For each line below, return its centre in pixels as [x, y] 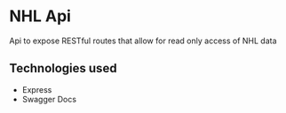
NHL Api [40, 16]
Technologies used [63, 68]
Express [37, 89]
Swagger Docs [49, 99]
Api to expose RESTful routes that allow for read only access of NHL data [143, 41]
